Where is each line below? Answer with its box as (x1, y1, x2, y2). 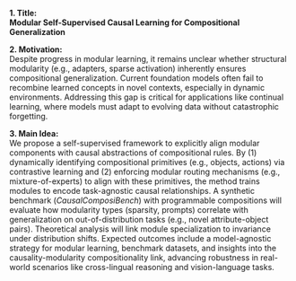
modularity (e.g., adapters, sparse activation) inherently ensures (9, 63, 247, 74)
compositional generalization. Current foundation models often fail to (9, 73, 264, 83)
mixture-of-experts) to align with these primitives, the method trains (9, 176, 260, 187)
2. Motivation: (9, 44, 63, 55)
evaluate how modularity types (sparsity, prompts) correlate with (9, 205, 248, 215)
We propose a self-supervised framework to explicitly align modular (9, 138, 260, 148)
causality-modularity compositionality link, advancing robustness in (9, 252, 258, 263)
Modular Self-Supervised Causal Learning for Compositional (9, 17, 240, 28)
